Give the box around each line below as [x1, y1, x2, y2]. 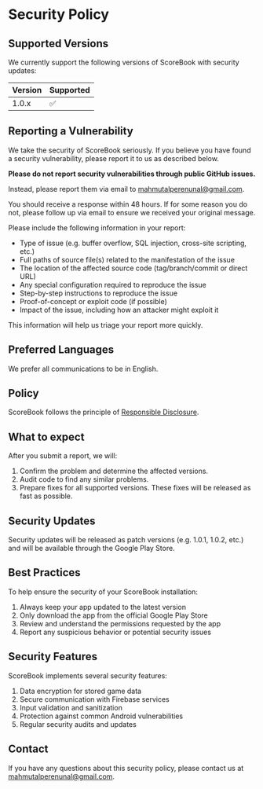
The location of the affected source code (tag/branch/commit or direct [19, 263, 248, 273]
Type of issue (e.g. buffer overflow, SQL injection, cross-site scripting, [19, 238, 247, 248]
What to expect [8, 430, 85, 443]
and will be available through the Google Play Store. [8, 544, 175, 553]
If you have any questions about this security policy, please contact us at [8, 763, 244, 772]
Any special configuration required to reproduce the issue [19, 280, 206, 289]
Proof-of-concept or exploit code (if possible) [19, 296, 167, 306]
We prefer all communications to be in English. [8, 364, 159, 373]
